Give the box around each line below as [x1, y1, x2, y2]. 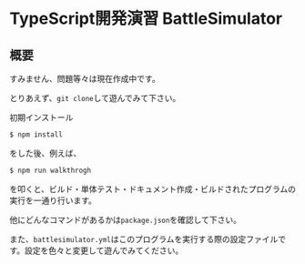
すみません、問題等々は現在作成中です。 [9, 74, 161, 84]
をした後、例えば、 [9, 147, 82, 158]
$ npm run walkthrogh [9, 166, 92, 175]
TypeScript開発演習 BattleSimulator [9, 8, 283, 29]
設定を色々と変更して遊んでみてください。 [24, 245, 184, 256]
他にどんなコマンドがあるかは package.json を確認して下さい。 [9, 214, 241, 225]
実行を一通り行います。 [9, 195, 97, 206]
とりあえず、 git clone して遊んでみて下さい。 [9, 93, 181, 103]
